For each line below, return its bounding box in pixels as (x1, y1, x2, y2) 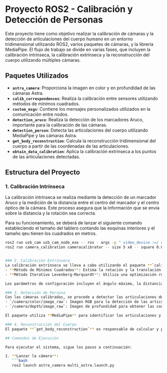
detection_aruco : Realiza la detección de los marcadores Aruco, (12, 116, 144, 123)
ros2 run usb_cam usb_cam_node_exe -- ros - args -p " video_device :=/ (5, 240, 159, 245)
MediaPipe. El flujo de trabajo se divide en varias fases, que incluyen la (5, 46, 151, 52)
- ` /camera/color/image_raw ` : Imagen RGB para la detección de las (5, 299, 148, 305)
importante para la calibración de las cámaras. (12, 122, 108, 128)
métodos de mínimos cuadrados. (12, 101, 80, 107)
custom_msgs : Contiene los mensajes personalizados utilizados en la (12, 106, 151, 112)
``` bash (11, 358, 28, 364)
